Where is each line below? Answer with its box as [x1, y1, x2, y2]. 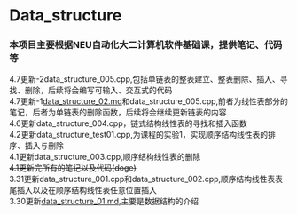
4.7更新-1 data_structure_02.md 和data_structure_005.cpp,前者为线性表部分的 [9, 96, 288, 107]
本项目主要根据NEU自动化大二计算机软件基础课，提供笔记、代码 [9, 39, 283, 52]
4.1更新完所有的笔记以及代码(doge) [9, 163, 137, 173]
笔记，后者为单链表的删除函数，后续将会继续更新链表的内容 [9, 107, 227, 118]
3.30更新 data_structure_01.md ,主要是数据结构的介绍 [9, 196, 199, 207]
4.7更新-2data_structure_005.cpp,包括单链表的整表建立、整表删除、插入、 [9, 74, 281, 84]
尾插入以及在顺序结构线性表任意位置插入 [9, 185, 157, 195]
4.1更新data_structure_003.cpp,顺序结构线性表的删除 [9, 152, 201, 163]
